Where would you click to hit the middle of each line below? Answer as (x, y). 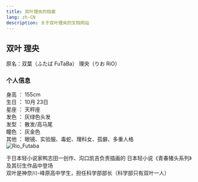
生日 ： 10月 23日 (27, 102)
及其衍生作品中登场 (30, 166)
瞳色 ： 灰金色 (23, 132)
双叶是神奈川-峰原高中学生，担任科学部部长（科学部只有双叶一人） (88, 173)
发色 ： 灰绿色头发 (28, 117)
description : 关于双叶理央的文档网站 (48, 23)
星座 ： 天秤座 (23, 109)
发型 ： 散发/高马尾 (29, 124)
